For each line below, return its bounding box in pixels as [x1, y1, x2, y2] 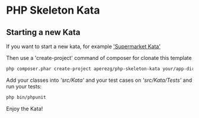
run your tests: [6, 82, 42, 90]
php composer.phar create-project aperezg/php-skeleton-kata [6, 66, 161, 72]
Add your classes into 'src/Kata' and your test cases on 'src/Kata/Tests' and [6, 76, 192, 84]
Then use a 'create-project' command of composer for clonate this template [6, 55, 192, 61]
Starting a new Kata [6, 27, 81, 37]
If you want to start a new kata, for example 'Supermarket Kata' [6, 43, 161, 50]
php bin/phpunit [6, 94, 46, 100]
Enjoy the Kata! [6, 105, 43, 112]
